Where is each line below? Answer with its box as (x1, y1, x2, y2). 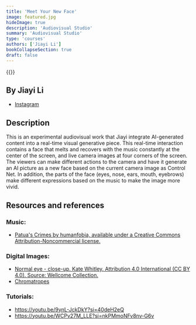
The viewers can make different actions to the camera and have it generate (6, 158, 187, 165)
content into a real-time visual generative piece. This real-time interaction (6, 140, 183, 147)
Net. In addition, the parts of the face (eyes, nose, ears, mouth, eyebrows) (6, 171, 184, 178)
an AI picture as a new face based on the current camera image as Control (6, 165, 185, 172)
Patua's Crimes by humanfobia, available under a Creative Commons (14, 231, 181, 238)
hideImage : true (6, 19, 46, 25)
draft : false (6, 52, 38, 58)
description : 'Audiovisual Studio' (6, 25, 93, 31)
